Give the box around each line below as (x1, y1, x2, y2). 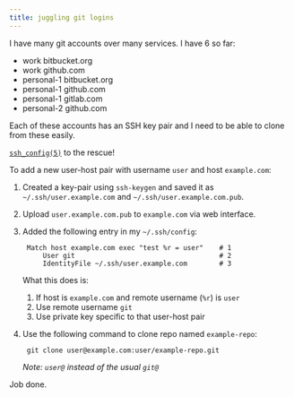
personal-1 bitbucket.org (22, 73, 114, 85)
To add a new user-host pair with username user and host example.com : (9, 164, 272, 175)
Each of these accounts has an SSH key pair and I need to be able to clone (9, 120, 285, 131)
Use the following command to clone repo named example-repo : (22, 328, 258, 339)
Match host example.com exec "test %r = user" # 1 (26, 243, 232, 252)
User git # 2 (42, 251, 232, 260)
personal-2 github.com (22, 102, 108, 113)
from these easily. (9, 129, 76, 140)
